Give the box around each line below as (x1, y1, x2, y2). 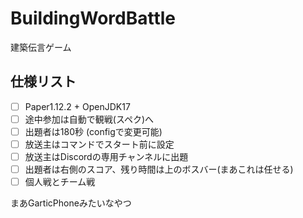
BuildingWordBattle (10, 7, 177, 30)
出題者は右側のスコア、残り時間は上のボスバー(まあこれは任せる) (24, 163, 294, 176)
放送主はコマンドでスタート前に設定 (24, 138, 175, 150)
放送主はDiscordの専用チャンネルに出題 (24, 151, 189, 162)
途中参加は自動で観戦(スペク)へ (24, 113, 155, 125)
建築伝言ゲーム (10, 41, 72, 53)
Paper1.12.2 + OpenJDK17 (24, 100, 131, 112)
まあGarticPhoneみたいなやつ (10, 197, 132, 209)
